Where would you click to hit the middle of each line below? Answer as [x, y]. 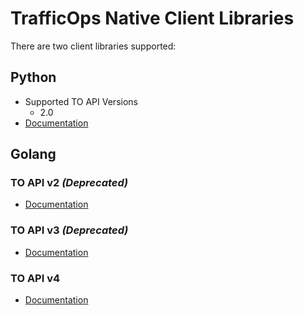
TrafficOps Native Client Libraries [152, 18]
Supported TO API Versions [81, 101]
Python [33, 77]
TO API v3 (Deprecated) [69, 230]
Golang [33, 154]
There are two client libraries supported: [93, 46]
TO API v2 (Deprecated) [69, 183]
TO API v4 [35, 278]
